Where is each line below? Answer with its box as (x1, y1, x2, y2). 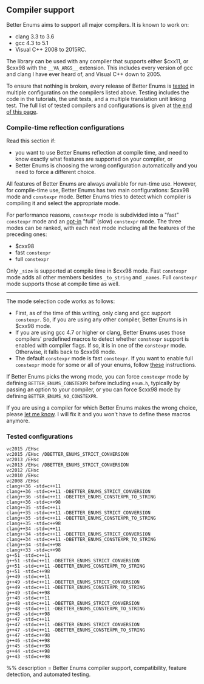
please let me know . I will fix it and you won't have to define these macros (6, 411, 191, 418)
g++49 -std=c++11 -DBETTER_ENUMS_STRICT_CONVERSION (6, 579, 140, 585)
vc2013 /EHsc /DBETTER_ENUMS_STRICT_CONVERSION (6, 462, 129, 468)
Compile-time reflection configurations (6, 123, 124, 131)
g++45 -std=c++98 (6, 643, 50, 649)
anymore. (6, 417, 30, 425)
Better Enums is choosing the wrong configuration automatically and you (15, 162, 197, 169)
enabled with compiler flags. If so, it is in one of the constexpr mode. (15, 342, 187, 349)
